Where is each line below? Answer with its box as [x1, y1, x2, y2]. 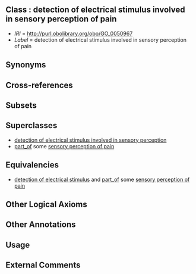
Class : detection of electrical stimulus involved [5, 5, 185, 15]
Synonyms [5, 60, 46, 70]
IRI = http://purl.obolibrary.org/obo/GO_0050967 [14, 30, 133, 37]
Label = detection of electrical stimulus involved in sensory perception [14, 36, 187, 43]
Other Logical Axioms [5, 200, 87, 209]
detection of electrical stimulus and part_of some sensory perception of [14, 176, 190, 183]
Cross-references [5, 80, 74, 90]
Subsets [5, 100, 37, 110]
